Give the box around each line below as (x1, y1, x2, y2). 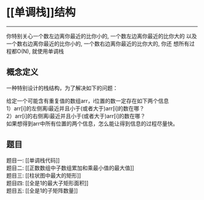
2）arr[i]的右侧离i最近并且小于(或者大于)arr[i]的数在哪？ (6, 112, 146, 119)
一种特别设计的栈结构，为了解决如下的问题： (6, 84, 118, 92)
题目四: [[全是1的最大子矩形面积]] (6, 179, 89, 187)
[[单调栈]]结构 (6, 5, 76, 19)
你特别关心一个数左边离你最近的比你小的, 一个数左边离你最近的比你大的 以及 (6, 32, 197, 39)
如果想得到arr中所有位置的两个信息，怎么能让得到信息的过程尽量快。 (6, 119, 178, 127)
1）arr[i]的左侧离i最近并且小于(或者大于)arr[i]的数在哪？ (6, 104, 144, 112)
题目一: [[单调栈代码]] (6, 156, 60, 164)
